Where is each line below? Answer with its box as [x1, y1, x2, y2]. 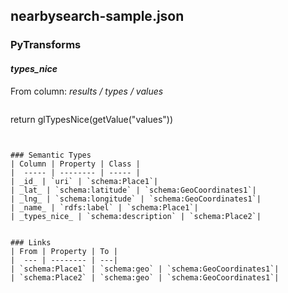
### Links [10, 237, 52, 248]
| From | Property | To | [10, 246, 118, 256]
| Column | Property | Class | [10, 159, 141, 169]
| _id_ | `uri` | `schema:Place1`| [10, 176, 159, 186]
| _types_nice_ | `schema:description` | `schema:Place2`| [10, 211, 262, 221]
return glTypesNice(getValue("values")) [10, 113, 174, 125]
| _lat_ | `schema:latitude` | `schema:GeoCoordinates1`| [10, 185, 257, 195]
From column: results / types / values [10, 85, 164, 97]
